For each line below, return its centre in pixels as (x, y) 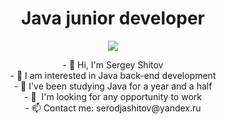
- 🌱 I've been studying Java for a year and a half (113, 86)
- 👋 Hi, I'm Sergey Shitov (113, 64)
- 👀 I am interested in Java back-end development (113, 75)
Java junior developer (113, 18)
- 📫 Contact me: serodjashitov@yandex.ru (113, 108)
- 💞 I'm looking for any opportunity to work (113, 96)
